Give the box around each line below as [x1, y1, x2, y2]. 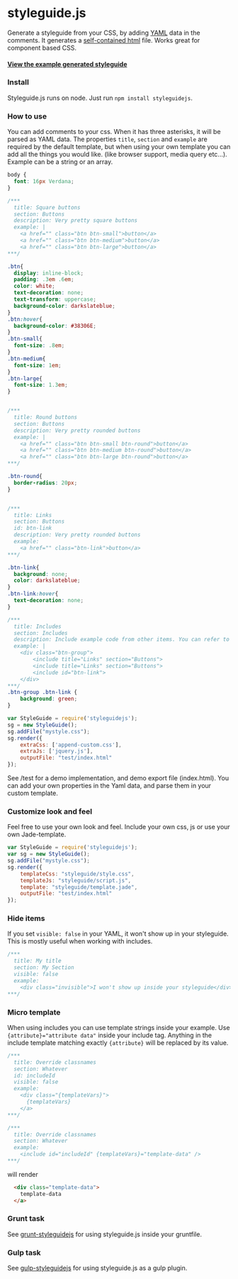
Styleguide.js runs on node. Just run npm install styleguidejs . [7, 94, 193, 102]
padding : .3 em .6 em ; [13, 276, 74, 283]
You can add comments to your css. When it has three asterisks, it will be [7, 128, 221, 136]
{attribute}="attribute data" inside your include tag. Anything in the [7, 1031, 212, 1039]
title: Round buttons [13, 414, 78, 421]
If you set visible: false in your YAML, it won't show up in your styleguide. [7, 929, 229, 938]
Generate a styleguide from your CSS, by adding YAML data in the [7, 28, 200, 37]
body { [7, 172, 27, 179]
